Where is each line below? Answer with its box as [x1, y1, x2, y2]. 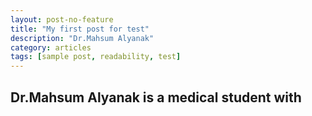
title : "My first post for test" [10, 24, 150, 34]
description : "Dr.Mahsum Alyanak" [10, 33, 155, 43]
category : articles [10, 42, 92, 53]
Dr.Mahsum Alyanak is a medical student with [10, 89, 302, 106]
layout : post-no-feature [10, 14, 114, 25]
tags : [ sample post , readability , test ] [10, 52, 182, 62]
